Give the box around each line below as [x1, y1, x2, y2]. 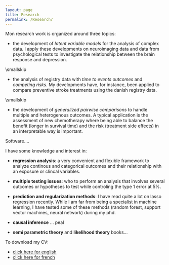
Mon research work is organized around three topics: [5, 31, 116, 37]
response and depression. [12, 57, 67, 63]
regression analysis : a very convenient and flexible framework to [12, 158, 149, 164]
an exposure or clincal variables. [12, 168, 80, 175]
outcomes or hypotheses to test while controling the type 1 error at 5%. [12, 183, 161, 190]
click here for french [12, 254, 56, 260]
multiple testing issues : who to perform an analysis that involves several [12, 178, 165, 184]
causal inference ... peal [12, 219, 64, 225]
